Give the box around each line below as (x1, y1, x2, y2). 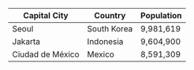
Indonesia (87, 36, 124, 46)
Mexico (87, 49, 114, 60)
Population (140, 10, 183, 20)
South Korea (87, 24, 133, 34)
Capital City (23, 10, 69, 20)
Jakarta (12, 36, 41, 46)
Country (94, 10, 126, 20)
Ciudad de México (12, 49, 80, 60)
